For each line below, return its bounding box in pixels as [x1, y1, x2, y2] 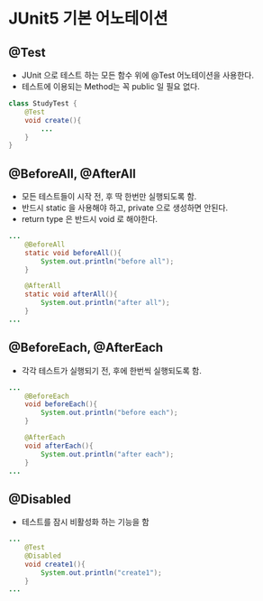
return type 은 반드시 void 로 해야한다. [21, 214, 159, 225]
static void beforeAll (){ [24, 248, 122, 257]
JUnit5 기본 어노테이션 [8, 8, 168, 29]
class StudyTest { [8, 99, 77, 108]
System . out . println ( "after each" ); [41, 449, 175, 458]
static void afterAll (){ [24, 290, 118, 299]
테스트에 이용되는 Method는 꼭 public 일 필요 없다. [21, 81, 200, 91]
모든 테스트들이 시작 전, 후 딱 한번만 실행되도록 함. [21, 191, 197, 202]
